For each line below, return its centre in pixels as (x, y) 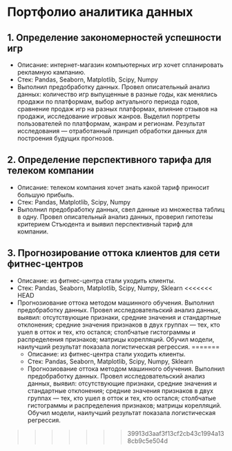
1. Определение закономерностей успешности (114, 38)
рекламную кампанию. (51, 72)
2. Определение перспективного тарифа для (109, 160)
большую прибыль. (46, 195)
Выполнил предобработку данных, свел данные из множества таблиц (121, 209)
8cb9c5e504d (147, 441)
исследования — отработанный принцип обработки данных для (112, 131)
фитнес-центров (45, 264)
